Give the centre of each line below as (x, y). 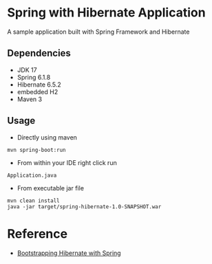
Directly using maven (47, 137)
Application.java (32, 175)
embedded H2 (38, 91)
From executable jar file (51, 188)
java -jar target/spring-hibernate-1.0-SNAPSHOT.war (84, 207)
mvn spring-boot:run (37, 150)
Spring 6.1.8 (34, 77)
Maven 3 (30, 99)
